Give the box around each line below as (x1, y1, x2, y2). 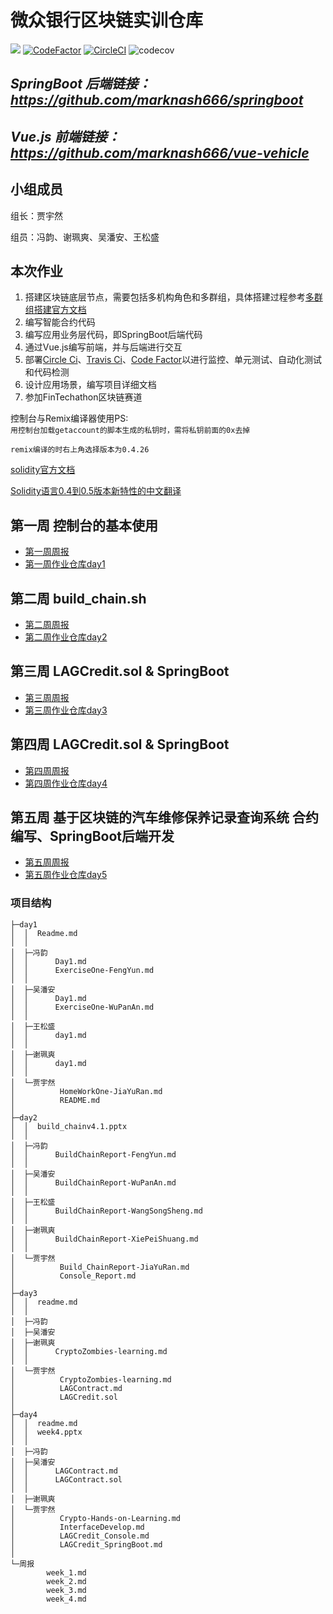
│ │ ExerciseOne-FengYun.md (10, 965, 155, 975)
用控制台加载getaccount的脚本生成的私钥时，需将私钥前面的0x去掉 (10, 426, 251, 436)
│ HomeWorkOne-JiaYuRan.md (10, 1086, 163, 1096)
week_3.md (46, 1585, 87, 1595)
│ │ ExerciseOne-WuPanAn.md (10, 1002, 155, 1012)
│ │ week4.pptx (10, 1427, 83, 1437)
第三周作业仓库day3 (24, 704, 108, 716)
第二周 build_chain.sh (10, 590, 147, 607)
